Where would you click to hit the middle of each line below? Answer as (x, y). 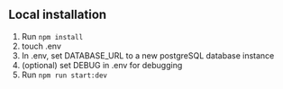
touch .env (41, 46)
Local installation (58, 15)
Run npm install (52, 36)
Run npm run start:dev (64, 75)
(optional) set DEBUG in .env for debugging (102, 65)
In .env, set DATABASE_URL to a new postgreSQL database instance (148, 55)
